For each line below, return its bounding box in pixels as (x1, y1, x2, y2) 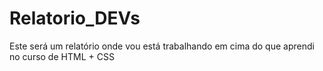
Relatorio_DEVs (9, 7, 141, 30)
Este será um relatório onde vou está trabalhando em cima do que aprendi (9, 40, 315, 52)
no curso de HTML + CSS (9, 50, 115, 62)
